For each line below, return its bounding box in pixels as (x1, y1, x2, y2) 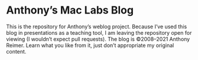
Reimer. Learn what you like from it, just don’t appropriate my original (6, 42, 174, 49)
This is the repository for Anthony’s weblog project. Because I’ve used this (6, 23, 187, 30)
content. (6, 48, 27, 55)
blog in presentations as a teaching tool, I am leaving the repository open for (6, 29, 192, 36)
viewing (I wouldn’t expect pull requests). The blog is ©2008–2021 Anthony (6, 35, 190, 42)
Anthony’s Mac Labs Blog (6, 4, 134, 17)
